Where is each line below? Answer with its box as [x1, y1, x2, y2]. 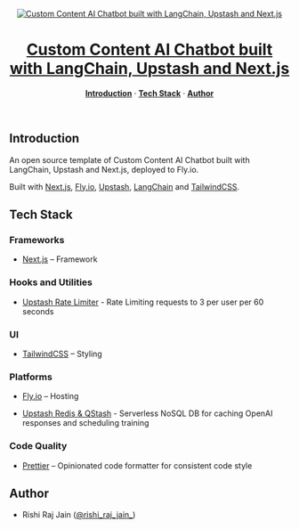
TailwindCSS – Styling [21, 348, 102, 360]
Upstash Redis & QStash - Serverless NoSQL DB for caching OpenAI [21, 408, 273, 419]
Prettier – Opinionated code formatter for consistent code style [21, 460, 253, 471]
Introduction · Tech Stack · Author [85, 87, 214, 98]
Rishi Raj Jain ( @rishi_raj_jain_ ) [21, 509, 136, 520]
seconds [21, 305, 54, 316]
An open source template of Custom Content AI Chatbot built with [9, 154, 251, 165]
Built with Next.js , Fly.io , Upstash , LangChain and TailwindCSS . [9, 181, 240, 191]
